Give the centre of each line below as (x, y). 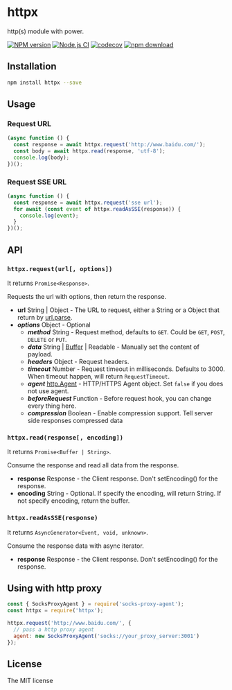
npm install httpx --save (44, 83)
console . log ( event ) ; (49, 216)
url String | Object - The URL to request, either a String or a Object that (118, 310)
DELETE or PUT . (47, 339)
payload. (40, 354)
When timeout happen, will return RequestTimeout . (98, 376)
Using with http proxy (55, 588)
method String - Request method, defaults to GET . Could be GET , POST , (126, 332)
